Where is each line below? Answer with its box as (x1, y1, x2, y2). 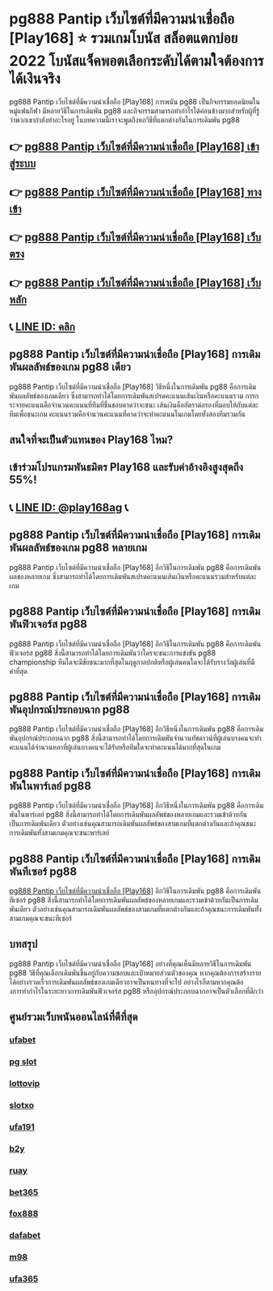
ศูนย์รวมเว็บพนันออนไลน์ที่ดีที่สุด (9, 1010, 138, 1024)
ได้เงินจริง (9, 70, 61, 88)
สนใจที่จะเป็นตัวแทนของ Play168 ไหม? (9, 433, 174, 447)
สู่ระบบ (9, 156, 36, 171)
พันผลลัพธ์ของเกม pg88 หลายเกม (9, 541, 148, 555)
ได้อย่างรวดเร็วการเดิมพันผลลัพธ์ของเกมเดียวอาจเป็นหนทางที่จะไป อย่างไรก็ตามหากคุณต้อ (9, 977, 244, 986)
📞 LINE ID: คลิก (9, 320, 75, 334)
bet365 (9, 1187, 39, 1198)
